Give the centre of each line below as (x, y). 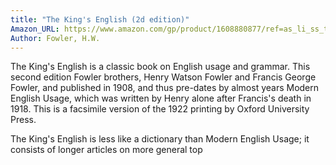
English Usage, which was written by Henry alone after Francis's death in (161, 98)
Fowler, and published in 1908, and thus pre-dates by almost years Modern (165, 88)
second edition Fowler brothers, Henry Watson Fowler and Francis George (163, 77)
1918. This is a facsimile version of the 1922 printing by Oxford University (160, 109)
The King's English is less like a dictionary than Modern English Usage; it (160, 139)
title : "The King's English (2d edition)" (100, 19)
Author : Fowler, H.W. (55, 38)
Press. (23, 120)
